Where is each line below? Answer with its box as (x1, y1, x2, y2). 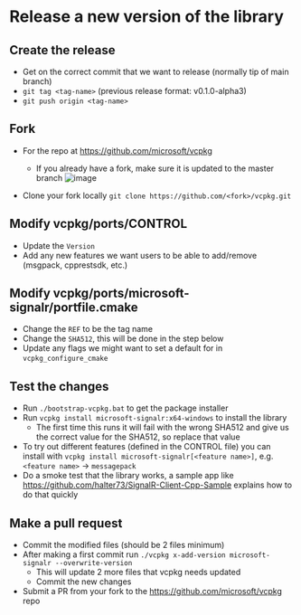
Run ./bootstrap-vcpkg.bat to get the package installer (22, 402, 229, 413)
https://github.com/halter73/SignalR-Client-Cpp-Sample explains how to (22, 479, 292, 490)
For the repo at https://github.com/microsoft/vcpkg (22, 145, 212, 156)
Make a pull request (9, 516, 123, 531)
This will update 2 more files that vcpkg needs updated (35, 567, 241, 578)
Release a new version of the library (9, 6, 285, 27)
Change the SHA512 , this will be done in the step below (22, 333, 224, 345)
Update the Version (22, 240, 95, 251)
